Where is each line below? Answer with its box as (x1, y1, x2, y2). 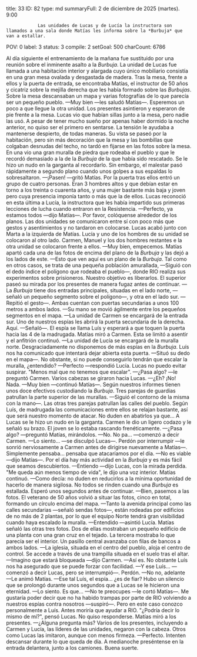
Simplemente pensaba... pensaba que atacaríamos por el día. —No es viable (6, 450, 191, 457)
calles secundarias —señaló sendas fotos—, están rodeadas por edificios (6, 506, 184, 513)
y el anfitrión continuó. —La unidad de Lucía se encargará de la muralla (6, 337, 179, 344)
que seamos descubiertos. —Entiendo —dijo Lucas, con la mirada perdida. (6, 463, 187, 469)
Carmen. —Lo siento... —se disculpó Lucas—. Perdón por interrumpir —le (6, 437, 185, 444)
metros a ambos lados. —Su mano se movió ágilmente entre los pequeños (6, 306, 186, 312)
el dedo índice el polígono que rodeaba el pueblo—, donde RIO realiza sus (6, 268, 186, 275)
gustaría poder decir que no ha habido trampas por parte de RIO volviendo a (6, 594, 191, 601)
